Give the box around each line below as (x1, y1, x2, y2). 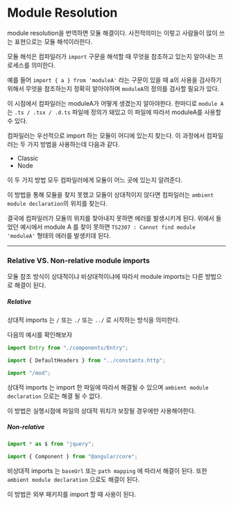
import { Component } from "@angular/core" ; (7, 453, 138, 460)
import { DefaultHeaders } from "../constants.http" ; (7, 357, 166, 364)
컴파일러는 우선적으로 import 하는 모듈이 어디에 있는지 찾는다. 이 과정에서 (7, 131, 205, 140)
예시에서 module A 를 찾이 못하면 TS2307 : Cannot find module (19, 223, 196, 231)
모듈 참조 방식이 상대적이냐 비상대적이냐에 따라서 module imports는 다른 (7, 273, 204, 281)
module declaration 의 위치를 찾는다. (7, 199, 107, 207)
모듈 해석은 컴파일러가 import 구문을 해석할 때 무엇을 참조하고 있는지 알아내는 (7, 52, 216, 61)
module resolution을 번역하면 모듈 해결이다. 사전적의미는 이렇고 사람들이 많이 (7, 29, 218, 37)
